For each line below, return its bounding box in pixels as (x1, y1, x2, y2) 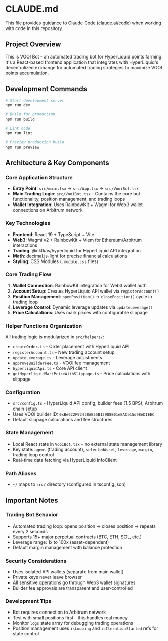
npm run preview (5, 144, 39, 150)
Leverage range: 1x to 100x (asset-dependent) (12, 539, 109, 545)
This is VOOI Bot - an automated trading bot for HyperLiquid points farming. (5, 53, 163, 60)
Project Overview (5, 40, 61, 49)
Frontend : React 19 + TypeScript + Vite (12, 231, 95, 237)
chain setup (12, 405, 37, 412)
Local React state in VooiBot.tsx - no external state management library (12, 441, 163, 447)
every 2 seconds (12, 528, 48, 534)
